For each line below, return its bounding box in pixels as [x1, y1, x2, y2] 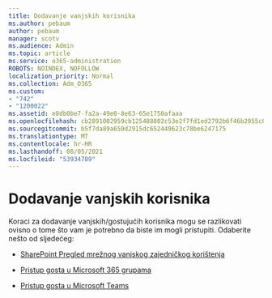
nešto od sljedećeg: [8, 234, 74, 244]
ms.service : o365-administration [8, 57, 121, 66]
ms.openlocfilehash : [8, 117, 79, 126]
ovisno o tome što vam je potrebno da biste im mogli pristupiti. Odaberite [8, 225, 251, 235]
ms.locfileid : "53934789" [8, 155, 96, 163]
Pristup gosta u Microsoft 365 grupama [19, 265, 152, 275]
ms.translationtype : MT [8, 132, 89, 140]
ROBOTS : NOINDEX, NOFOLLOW [8, 65, 100, 73]
